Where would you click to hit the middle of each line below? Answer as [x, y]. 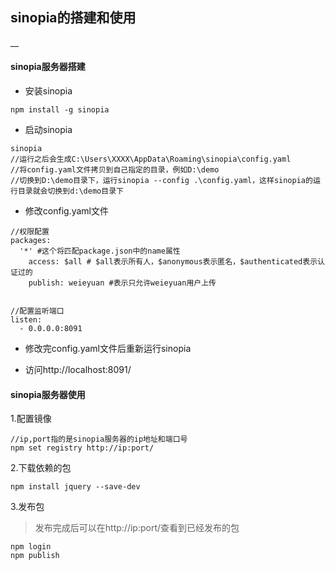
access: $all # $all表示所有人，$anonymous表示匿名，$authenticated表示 [173, 262]
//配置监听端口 [37, 311]
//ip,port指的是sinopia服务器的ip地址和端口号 [99, 439]
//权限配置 [30, 232]
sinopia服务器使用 [48, 394]
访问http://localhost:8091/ [78, 370]
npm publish [35, 556]
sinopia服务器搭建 [48, 67]
